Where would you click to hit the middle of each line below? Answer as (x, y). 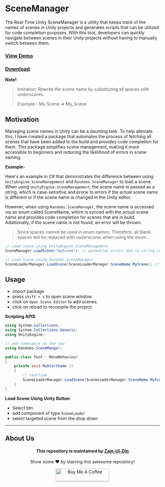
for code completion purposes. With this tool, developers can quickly (75, 32)
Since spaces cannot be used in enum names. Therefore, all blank (84, 232)
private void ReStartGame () (44, 366)
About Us (20, 439)
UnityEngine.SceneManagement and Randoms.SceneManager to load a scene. (79, 181)
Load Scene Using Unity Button (38, 398)
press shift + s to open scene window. (52, 297)
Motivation (22, 119)
